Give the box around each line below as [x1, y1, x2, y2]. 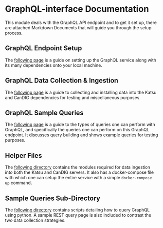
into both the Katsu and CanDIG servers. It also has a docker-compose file [5, 169, 154, 175]
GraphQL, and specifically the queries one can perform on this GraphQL [5, 127, 149, 133]
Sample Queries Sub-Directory [5, 194, 101, 202]
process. [5, 30, 23, 36]
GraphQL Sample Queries [5, 108, 84, 117]
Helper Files [5, 151, 42, 160]
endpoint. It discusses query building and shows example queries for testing [5, 132, 158, 138]
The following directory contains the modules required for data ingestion [5, 165, 150, 170]
